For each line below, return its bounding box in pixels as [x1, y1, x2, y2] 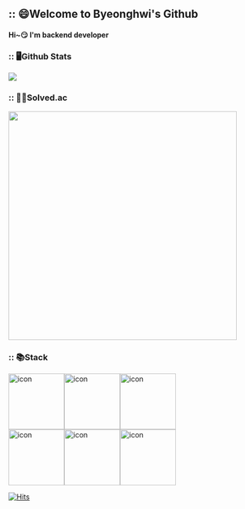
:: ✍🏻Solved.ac [8, 92, 67, 103]
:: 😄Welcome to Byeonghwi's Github [8, 7, 199, 21]
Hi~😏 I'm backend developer [8, 29, 110, 40]
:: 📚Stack [8, 351, 49, 363]
